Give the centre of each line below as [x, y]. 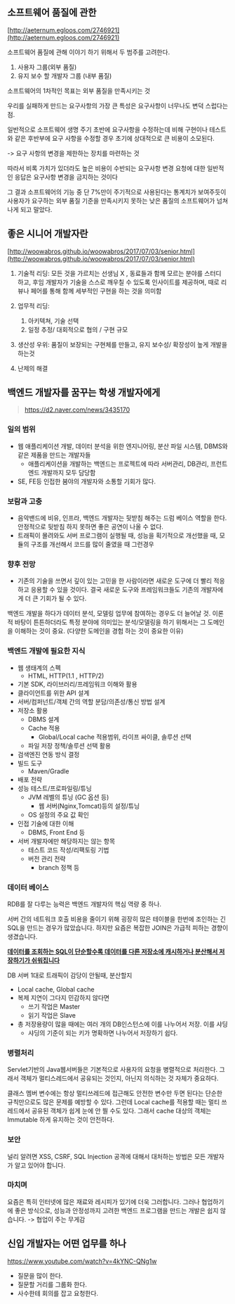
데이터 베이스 [28, 887]
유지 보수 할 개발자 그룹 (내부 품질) [65, 75]
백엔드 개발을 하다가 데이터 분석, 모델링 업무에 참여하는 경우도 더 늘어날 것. [109, 614]
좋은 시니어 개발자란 [48, 234]
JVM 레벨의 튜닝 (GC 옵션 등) [68, 797]
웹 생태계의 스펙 [39, 668]
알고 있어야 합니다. [40, 1165]
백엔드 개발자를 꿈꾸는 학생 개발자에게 [84, 393]
